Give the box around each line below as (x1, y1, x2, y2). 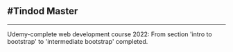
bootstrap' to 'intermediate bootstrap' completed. (7, 37, 148, 45)
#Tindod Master (7, 5, 78, 17)
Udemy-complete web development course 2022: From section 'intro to (7, 30, 213, 38)
